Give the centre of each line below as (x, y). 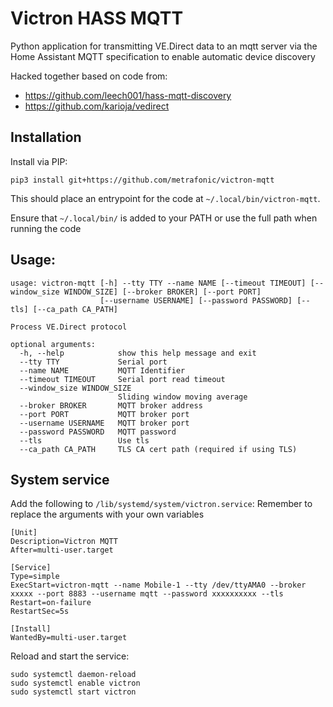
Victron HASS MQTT (97, 18)
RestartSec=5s (40, 612)
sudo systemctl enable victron (75, 683)
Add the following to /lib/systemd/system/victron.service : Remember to (161, 504)
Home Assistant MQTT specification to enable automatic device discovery (163, 56)
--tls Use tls (84, 440)
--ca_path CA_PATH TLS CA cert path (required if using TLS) (158, 449)
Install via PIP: (39, 161)
